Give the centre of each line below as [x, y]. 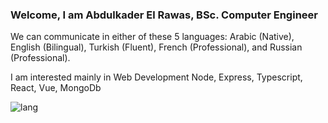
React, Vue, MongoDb [56, 88]
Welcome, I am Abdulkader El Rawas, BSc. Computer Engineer [164, 15]
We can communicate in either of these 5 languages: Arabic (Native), [152, 37]
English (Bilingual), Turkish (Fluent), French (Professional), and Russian [156, 47]
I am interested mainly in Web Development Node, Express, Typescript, [156, 77]
